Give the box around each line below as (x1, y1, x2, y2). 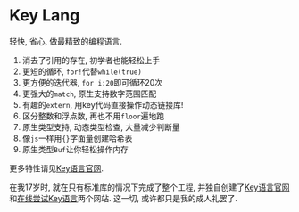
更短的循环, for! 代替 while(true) (21, 66, 143, 77)
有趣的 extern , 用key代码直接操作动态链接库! (21, 99, 184, 110)
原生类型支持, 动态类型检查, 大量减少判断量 (21, 121, 180, 132)
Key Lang (9, 5, 80, 26)
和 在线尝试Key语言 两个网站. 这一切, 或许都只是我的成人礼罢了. (9, 192, 238, 203)
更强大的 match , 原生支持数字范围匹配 (21, 88, 157, 99)
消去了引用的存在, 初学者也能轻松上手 (21, 54, 161, 65)
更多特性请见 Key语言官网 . (9, 162, 104, 174)
